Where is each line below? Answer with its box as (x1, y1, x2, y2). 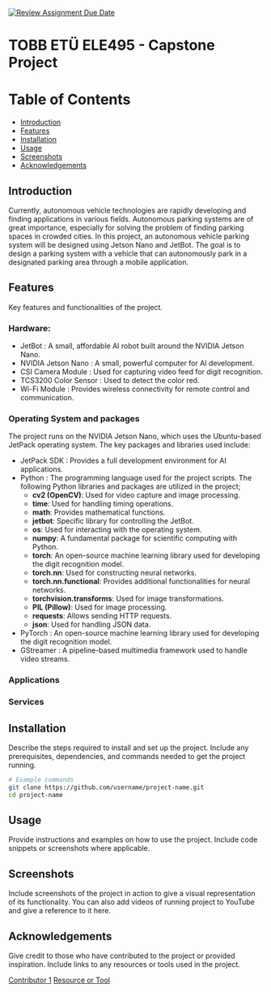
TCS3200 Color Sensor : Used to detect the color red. (19, 376, 200, 386)
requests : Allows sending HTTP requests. (32, 611, 172, 621)
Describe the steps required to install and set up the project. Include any (8, 743, 249, 753)
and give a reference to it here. (8, 906, 112, 916)
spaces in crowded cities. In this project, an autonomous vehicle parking (8, 231, 250, 241)
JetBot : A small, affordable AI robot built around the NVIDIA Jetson (19, 341, 244, 351)
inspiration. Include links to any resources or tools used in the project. (8, 960, 241, 969)
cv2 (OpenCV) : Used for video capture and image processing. (32, 490, 240, 500)
